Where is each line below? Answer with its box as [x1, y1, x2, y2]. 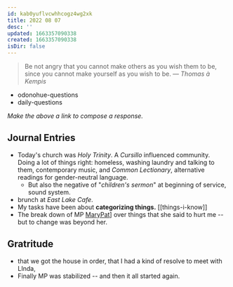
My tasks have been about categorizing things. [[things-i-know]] [17, 203, 208, 211]
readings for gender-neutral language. [17, 173, 128, 181]
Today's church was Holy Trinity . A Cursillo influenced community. [17, 150, 211, 159]
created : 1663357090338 [7, 36, 77, 44]
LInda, [17, 264, 36, 272]
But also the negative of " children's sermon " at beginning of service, [27, 180, 227, 189]
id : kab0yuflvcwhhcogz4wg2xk [7, 10, 93, 18]
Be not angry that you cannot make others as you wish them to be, [24, 62, 218, 70]
